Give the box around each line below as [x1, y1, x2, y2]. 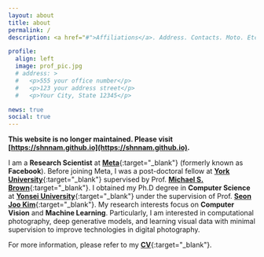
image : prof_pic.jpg [15, 62, 82, 71]
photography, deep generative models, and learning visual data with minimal [8, 217, 255, 226]
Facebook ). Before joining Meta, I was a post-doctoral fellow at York [8, 167, 230, 176]
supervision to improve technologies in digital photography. [8, 225, 200, 234]
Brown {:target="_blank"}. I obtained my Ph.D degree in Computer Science [8, 183, 251, 193]
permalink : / [8, 26, 51, 34]
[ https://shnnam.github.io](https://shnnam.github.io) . [8, 143, 190, 152]
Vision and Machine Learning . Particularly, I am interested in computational [8, 208, 254, 218]
